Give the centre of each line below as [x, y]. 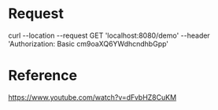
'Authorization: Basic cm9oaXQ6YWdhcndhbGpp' [89, 43]
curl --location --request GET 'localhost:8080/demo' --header [109, 35]
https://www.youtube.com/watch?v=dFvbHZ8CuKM [92, 97]
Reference [42, 76]
